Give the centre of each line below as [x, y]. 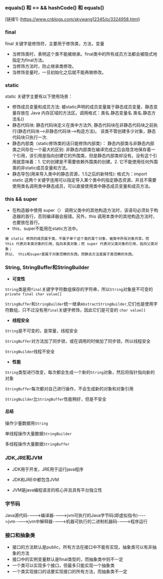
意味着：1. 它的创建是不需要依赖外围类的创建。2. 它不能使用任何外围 [89, 162]
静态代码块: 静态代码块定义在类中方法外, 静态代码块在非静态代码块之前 [83, 125]
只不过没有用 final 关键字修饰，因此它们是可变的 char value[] [84, 310]
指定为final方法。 [29, 60]
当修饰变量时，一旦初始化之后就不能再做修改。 [59, 72]
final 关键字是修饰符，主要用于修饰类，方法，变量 [55, 43]
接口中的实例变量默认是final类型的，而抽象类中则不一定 [67, 559]
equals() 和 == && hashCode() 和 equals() [55, 7]
